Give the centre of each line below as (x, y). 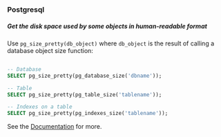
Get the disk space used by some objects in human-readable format (107, 26)
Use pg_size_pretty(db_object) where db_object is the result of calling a (111, 43)
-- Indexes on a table (40, 107)
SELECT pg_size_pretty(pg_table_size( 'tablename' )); (85, 94)
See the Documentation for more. (55, 127)
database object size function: (50, 50)
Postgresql (26, 10)
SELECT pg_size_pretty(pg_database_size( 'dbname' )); (85, 76)
